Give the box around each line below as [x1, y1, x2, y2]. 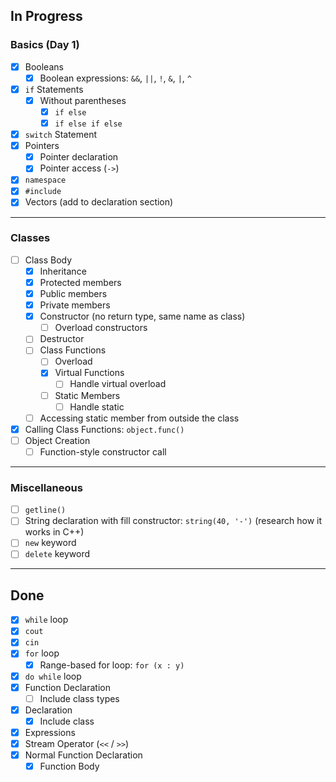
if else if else [54, 119, 123, 129]
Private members [39, 299, 111, 311]
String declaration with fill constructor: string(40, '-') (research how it [24, 515, 323, 527]
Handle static [69, 400, 125, 413]
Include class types [39, 692, 120, 704]
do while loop [24, 670, 82, 682]
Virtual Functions [54, 367, 125, 379]
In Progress [10, 8, 83, 25]
